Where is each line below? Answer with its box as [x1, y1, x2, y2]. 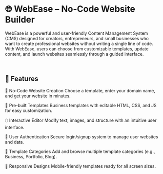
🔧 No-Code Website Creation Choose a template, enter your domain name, [5, 87, 155, 93]
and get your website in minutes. [5, 93, 71, 99]
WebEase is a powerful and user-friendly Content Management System [5, 30, 148, 36]
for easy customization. [5, 108, 53, 113]
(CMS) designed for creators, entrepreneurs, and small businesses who [5, 35, 149, 41]
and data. [5, 139, 24, 145]
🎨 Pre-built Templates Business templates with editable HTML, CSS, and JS [5, 102, 157, 108]
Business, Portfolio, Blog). [5, 153, 57, 159]
